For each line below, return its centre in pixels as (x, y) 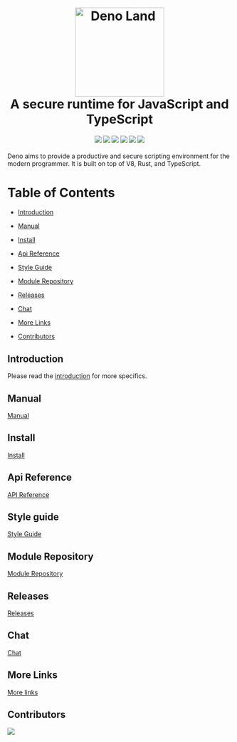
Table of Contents (61, 193)
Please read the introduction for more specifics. (77, 376)
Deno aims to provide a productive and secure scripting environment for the (118, 156)
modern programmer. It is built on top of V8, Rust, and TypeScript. (104, 164)
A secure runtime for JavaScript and (120, 104)
